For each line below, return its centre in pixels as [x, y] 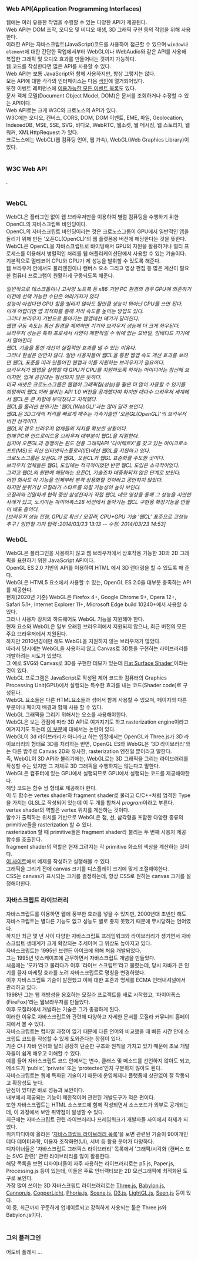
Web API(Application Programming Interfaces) [74, 9]
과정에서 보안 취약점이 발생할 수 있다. [62, 1112]
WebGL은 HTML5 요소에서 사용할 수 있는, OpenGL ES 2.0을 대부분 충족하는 [94, 583]
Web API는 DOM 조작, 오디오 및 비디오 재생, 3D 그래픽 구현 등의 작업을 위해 [93, 30]
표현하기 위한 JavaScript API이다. [56, 560]
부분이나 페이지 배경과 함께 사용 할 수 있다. [55, 707]
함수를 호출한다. [24, 839]
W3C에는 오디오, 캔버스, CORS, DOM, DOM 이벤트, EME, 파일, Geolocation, [95, 118]
